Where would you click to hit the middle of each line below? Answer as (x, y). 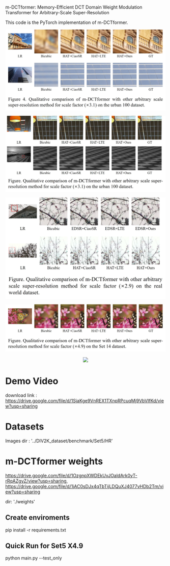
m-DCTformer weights (54, 461)
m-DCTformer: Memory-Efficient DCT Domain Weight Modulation (74, 7)
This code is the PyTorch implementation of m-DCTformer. (67, 22)
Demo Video (32, 381)
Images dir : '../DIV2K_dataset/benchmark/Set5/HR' (59, 441)
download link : (21, 395)
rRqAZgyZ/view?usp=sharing (36, 481)
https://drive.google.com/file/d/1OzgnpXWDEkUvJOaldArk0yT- (71, 475)
